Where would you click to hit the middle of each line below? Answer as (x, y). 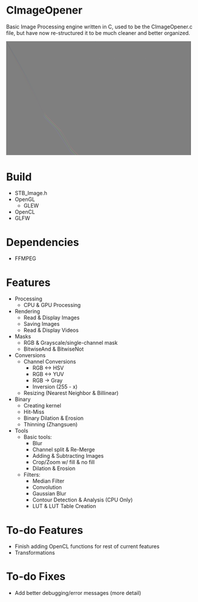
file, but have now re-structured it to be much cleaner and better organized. (98, 33)
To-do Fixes (36, 577)
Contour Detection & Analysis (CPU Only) (82, 500)
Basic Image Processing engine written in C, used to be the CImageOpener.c (99, 27)
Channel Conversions (50, 362)
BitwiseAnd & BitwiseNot (53, 349)
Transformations (35, 553)
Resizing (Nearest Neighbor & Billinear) (71, 393)
